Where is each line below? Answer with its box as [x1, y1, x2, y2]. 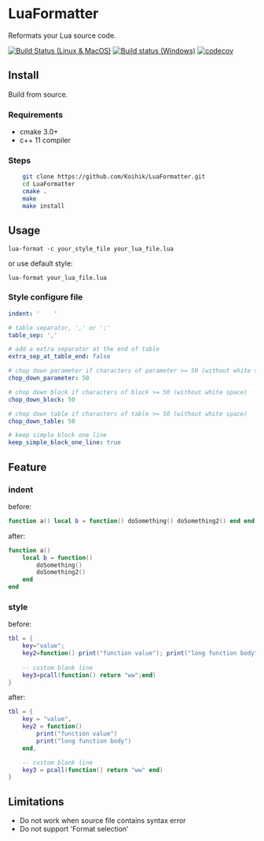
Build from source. [8, 90, 68, 99]
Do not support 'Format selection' [19, 824, 130, 834]
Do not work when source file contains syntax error [19, 816, 186, 825]
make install [22, 202, 65, 210]
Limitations [8, 795, 64, 808]
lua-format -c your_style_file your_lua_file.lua [8, 244, 174, 252]
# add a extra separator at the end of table [8, 345, 159, 354]
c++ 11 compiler [19, 135, 71, 145]
